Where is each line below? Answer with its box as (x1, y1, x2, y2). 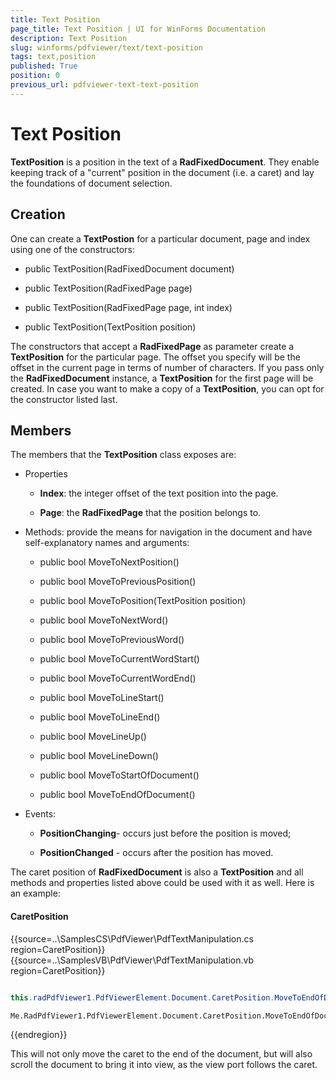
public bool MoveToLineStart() (39, 692, 165, 704)
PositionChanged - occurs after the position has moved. (39, 847, 274, 859)
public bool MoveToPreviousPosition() (39, 576, 197, 588)
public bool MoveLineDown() (39, 750, 159, 762)
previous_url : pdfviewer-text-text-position (10, 80, 199, 90)
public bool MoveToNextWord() (39, 614, 169, 626)
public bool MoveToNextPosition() (39, 556, 180, 568)
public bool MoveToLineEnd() (39, 711, 161, 723)
